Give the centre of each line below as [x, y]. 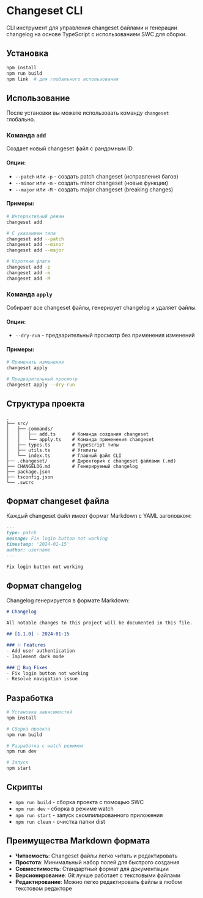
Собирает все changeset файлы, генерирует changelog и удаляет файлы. [102, 307]
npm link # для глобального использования [63, 79]
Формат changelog [44, 585]
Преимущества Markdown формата [78, 841]
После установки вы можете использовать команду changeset [88, 113]
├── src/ [17, 423]
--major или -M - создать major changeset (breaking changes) [94, 189]
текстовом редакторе [43, 888]
